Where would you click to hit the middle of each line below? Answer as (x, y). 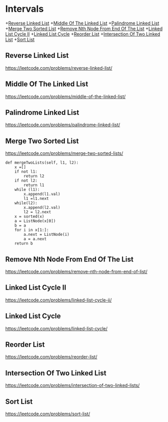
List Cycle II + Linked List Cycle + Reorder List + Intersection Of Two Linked (83, 34)
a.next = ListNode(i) (47, 235)
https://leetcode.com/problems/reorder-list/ (51, 357)
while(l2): (26, 203)
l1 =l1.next (37, 199)
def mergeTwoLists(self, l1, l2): (42, 163)
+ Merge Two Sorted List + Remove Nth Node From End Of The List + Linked (84, 28)
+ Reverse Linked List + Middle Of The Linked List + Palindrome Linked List (82, 23)
